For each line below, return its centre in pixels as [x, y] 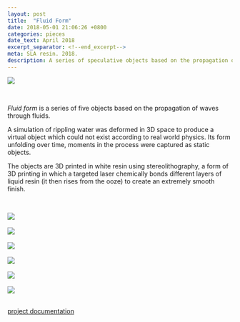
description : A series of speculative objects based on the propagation [118, 61]
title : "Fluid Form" [40, 21]
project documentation [41, 311]
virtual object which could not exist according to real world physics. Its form [119, 137]
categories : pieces [36, 34]
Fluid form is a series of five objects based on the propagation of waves [113, 108]
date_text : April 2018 [41, 41]
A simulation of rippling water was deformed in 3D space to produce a [111, 129]
